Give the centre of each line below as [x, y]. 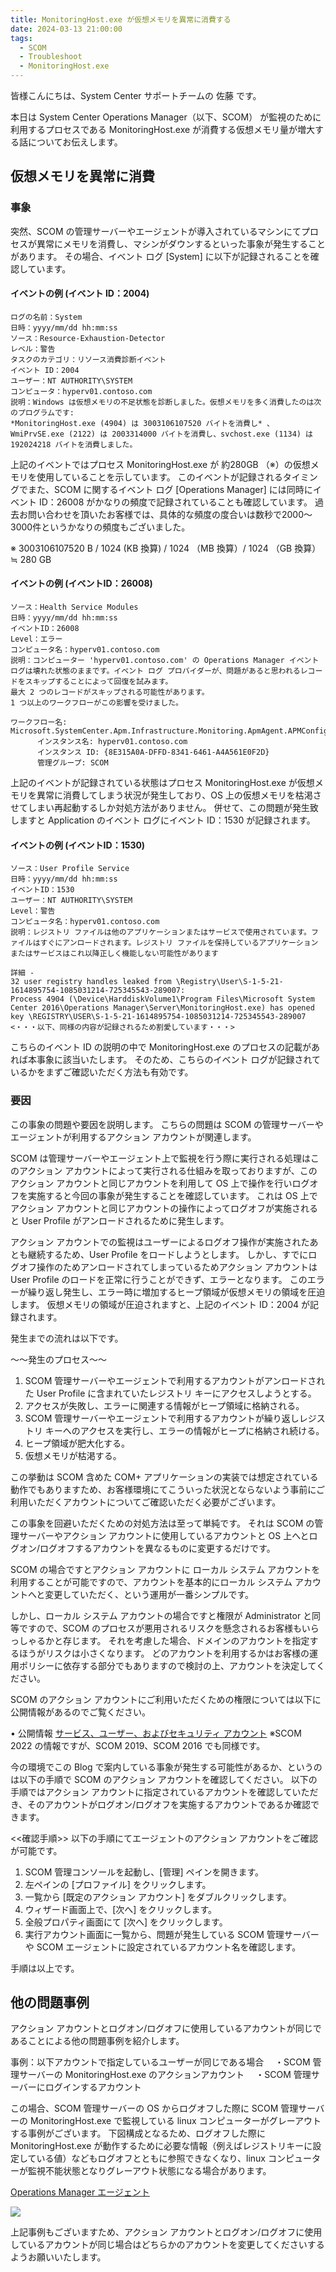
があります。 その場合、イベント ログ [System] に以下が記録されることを [160, 256]
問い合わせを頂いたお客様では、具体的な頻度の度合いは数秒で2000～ [170, 514]
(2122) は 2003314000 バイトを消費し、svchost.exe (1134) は [191, 434]
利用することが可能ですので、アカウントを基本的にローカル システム [151, 1582]
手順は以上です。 [45, 1968]
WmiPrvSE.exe [37, 434]
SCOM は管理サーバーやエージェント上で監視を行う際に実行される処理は [161, 1158]
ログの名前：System [46, 317]
